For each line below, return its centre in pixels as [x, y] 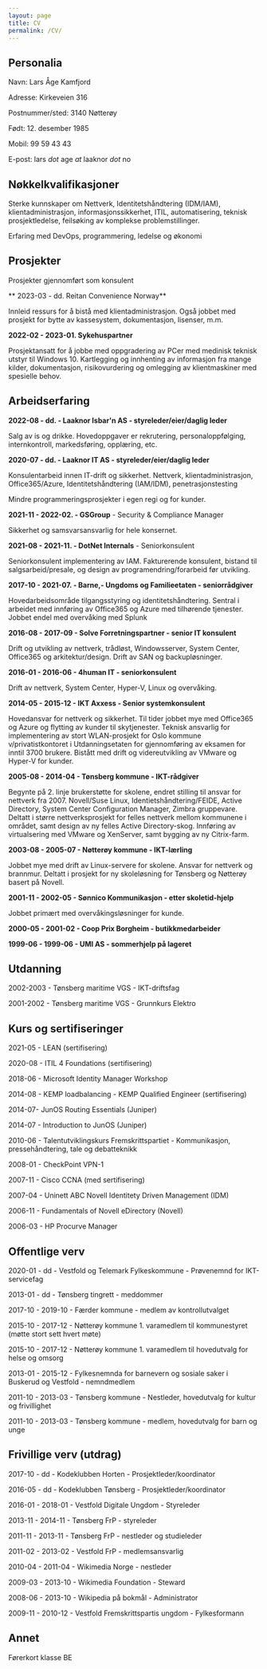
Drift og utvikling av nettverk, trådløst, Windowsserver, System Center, [124, 648]
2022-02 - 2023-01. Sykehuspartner [71, 335]
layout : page [30, 16]
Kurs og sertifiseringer [66, 1029]
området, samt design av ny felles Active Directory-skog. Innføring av [122, 826]
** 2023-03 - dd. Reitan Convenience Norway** [87, 295]
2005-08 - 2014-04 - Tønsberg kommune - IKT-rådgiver [104, 776]
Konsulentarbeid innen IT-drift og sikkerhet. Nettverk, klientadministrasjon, [131, 475]
